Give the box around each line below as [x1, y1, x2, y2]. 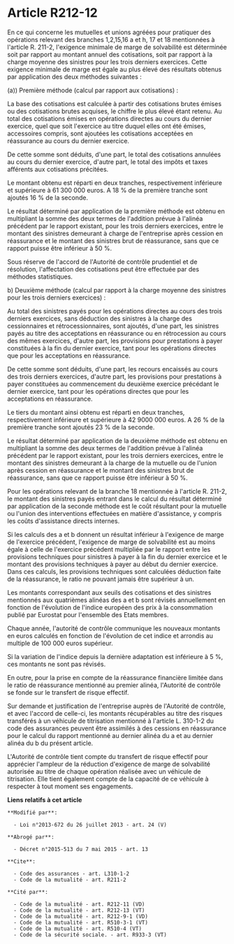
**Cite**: [7, 857, 36, 865]
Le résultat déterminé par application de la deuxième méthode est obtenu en [7, 436, 228, 445]
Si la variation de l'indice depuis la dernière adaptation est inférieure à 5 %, [7, 652, 224, 661]
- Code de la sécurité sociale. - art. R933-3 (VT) [13, 931, 168, 938]
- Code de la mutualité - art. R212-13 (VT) [13, 906, 145, 914]
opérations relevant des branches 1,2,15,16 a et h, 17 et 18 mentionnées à [7, 35, 215, 43]
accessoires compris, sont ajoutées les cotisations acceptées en [7, 129, 193, 138]
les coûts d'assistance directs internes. [7, 517, 120, 525]
